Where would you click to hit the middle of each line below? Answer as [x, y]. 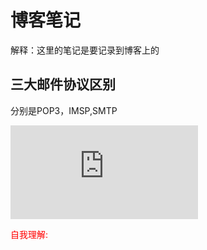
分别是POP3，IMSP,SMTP [64, 110]
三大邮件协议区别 [63, 84]
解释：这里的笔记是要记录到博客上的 [85, 50]
